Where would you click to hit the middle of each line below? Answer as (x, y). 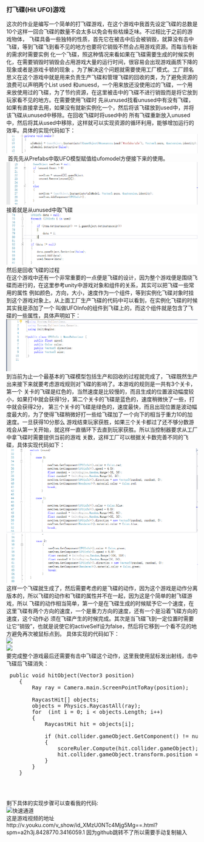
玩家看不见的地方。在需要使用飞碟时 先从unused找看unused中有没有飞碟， (100, 100)
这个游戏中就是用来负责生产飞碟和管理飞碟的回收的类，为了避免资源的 (110, 77)
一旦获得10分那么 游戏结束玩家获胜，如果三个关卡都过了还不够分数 (106, 422)
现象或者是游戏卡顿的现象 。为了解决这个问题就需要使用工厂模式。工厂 (95, 70)
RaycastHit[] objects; (66, 700)
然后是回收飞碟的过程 (33, 270)
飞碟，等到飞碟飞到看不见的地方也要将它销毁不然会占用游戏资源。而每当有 (99, 47)
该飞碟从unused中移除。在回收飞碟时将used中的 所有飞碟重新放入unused (98, 115)
